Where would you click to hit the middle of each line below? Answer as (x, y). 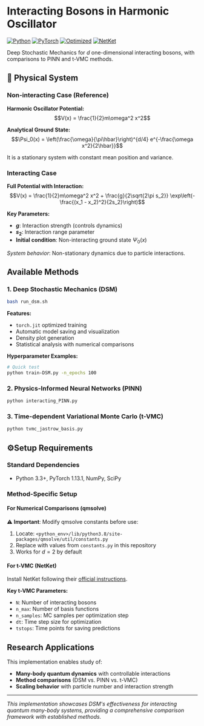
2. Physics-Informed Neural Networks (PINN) (74, 388)
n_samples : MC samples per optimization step (72, 615)
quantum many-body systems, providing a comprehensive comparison (96, 710)
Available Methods (43, 272)
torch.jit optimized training (51, 325)
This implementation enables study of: (54, 662)
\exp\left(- (183, 196)
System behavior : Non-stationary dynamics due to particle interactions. (96, 253)
